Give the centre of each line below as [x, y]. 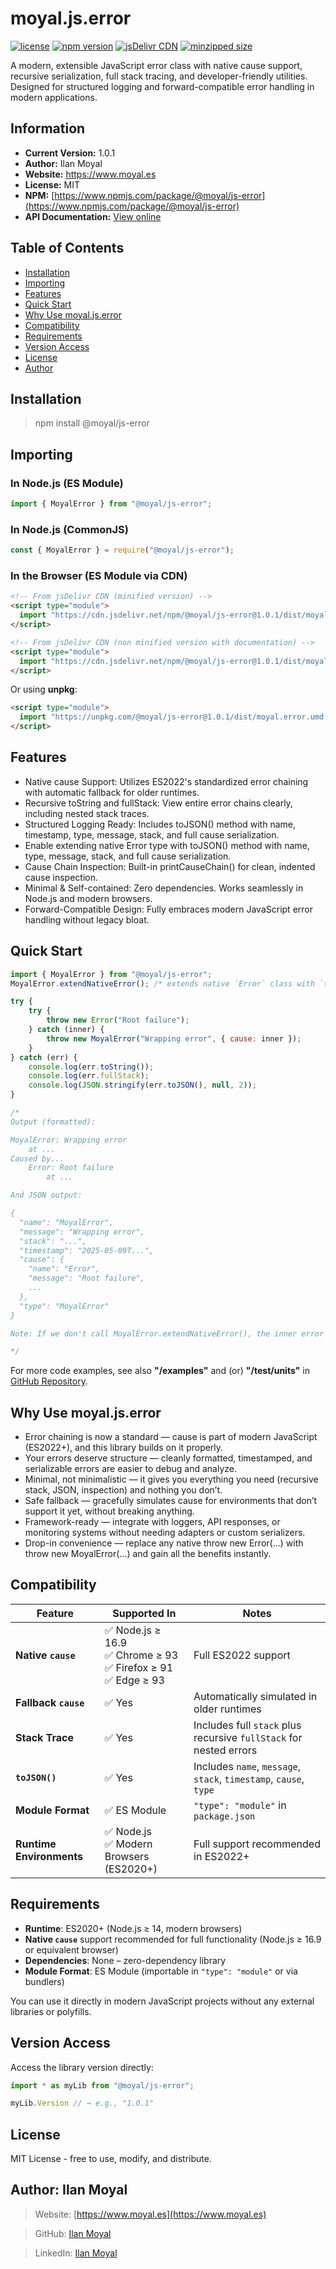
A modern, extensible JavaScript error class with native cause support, [156, 65]
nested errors [225, 1750]
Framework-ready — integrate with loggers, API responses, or [152, 1522]
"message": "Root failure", [86, 1278]
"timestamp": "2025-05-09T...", [87, 1250]
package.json [224, 1816]
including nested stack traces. [87, 813]
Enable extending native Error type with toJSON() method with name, [167, 845]
